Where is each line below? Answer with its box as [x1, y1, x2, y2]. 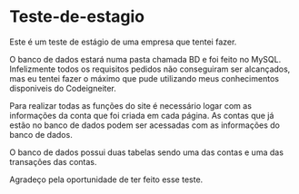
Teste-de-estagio [9, 6, 145, 27]
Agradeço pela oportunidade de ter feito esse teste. [9, 174, 204, 185]
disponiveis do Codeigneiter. [9, 82, 116, 93]
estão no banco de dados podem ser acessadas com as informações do [9, 120, 280, 131]
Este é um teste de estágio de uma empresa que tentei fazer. [9, 36, 237, 47]
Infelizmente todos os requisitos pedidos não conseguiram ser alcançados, [9, 63, 291, 74]
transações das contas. [9, 156, 97, 167]
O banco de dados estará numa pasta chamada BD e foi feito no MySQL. [9, 53, 282, 64]
